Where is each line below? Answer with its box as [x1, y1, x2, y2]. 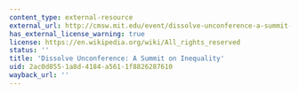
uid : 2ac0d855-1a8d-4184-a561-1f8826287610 [9, 63, 174, 72]
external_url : [9, 21, 62, 30]
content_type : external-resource [9, 12, 133, 22]
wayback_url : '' [9, 71, 69, 80]
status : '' [9, 46, 50, 55]
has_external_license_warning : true [9, 29, 145, 38]
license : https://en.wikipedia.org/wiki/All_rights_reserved [9, 37, 241, 47]
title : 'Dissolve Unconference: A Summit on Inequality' [9, 54, 225, 63]
